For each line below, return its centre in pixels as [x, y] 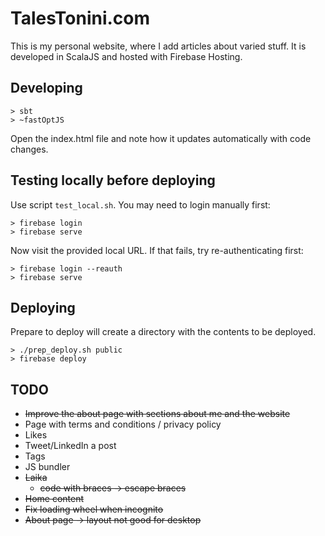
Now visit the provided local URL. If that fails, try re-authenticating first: [157, 250]
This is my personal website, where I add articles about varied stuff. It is [158, 46]
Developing [46, 88]
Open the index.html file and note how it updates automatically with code [161, 138]
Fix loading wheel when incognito [94, 509]
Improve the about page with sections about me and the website [157, 414]
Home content [54, 499]
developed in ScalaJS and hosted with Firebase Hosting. [126, 56]
